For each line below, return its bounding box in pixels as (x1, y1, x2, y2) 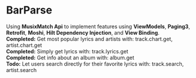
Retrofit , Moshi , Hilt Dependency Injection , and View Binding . (6, 29, 160, 36)
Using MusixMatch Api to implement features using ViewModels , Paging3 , (6, 23, 190, 30)
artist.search (6, 66, 37, 73)
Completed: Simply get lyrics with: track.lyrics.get (6, 48, 129, 55)
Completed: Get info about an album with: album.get (6, 54, 135, 61)
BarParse (6, 4, 53, 17)
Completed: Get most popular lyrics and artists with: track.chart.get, (6, 35, 173, 42)
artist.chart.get (6, 42, 43, 49)
